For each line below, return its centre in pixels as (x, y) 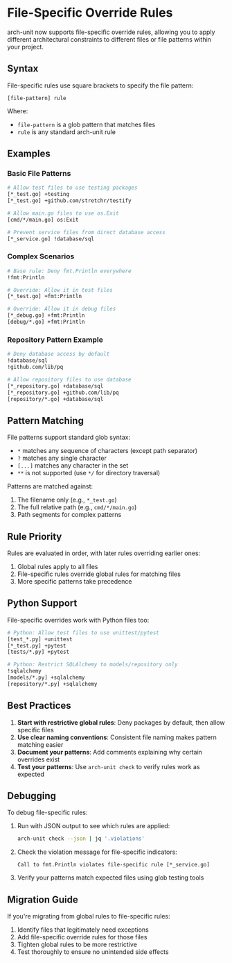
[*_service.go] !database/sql (51, 239)
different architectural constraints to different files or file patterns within (109, 39)
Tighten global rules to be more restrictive (77, 945)
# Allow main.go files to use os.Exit (63, 213)
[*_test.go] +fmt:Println (44, 297)
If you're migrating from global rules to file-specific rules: (89, 916)
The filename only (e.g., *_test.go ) (67, 500)
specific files (35, 730)
